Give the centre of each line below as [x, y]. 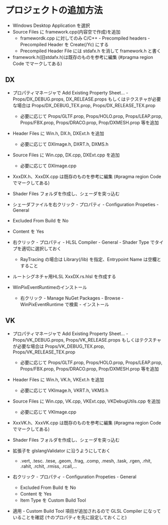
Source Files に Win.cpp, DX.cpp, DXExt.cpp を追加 [66, 155]
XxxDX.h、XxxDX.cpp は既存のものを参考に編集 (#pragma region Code [87, 176]
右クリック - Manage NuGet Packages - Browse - [72, 298]
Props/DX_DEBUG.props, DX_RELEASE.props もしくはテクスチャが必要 [87, 99]
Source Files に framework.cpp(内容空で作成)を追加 [66, 31]
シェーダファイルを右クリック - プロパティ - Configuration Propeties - [86, 204]
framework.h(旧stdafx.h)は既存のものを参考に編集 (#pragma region [83, 57]
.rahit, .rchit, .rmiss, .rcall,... [49, 466]
